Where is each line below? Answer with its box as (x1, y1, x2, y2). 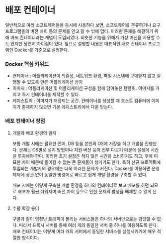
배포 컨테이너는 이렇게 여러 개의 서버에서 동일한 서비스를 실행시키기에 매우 (12, 228, 156, 234)
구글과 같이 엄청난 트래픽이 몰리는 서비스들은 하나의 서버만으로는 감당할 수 (12, 216, 156, 222)
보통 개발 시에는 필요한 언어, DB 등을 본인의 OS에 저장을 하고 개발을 (12, 140, 144, 146)
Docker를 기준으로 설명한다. (14, 47, 69, 53)
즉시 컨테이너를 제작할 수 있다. (21, 92, 81, 98)
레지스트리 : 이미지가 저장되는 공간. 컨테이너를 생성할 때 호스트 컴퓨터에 (12, 98, 151, 104)
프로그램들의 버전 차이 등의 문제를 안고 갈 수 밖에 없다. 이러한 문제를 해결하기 (5, 28, 154, 34)
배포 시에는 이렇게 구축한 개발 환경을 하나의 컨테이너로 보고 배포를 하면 (12, 182, 149, 188)
